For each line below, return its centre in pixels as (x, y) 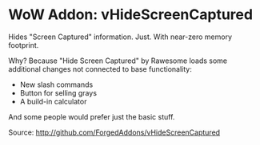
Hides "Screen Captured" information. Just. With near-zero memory (120, 37)
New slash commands (56, 84)
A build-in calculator (53, 101)
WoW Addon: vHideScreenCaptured (131, 15)
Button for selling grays (58, 92)
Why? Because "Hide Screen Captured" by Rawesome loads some (118, 61)
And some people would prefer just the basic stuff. (92, 116)
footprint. (24, 45)
